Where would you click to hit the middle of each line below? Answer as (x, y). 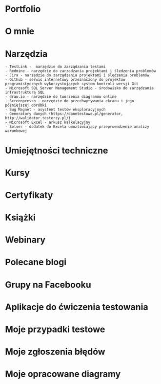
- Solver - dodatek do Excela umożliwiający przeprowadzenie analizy (77, 127)
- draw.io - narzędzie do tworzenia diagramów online (61, 97)
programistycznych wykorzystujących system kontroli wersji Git (72, 84)
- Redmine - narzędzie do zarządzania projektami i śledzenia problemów (80, 71)
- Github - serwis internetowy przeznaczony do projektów (65, 80)
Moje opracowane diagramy (63, 374)
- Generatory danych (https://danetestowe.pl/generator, (64, 114)
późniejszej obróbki (26, 105)
